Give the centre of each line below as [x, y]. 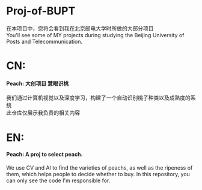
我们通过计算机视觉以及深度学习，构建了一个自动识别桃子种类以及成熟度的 [98, 98]
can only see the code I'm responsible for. [58, 180]
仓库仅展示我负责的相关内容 [45, 113]
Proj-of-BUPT [41, 11]
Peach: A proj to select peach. [44, 155]
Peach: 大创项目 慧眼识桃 [38, 83]
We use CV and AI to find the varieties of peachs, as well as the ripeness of [99, 168]
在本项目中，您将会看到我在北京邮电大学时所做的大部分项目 [80, 28]
